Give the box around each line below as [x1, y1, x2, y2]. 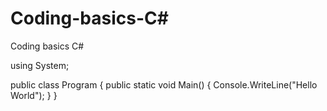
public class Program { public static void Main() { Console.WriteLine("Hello [10, 78, 318, 91]
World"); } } [10, 89, 58, 101]
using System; [10, 59, 70, 71]
